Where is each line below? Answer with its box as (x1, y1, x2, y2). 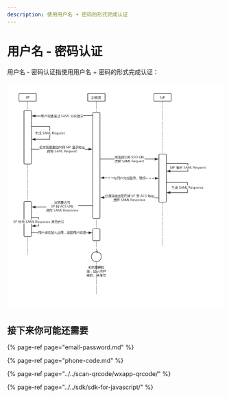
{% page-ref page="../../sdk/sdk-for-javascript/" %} (7, 383, 154, 391)
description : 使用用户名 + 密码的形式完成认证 (7, 11, 128, 18)
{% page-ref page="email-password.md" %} (7, 343, 134, 351)
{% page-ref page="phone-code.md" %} (7, 357, 124, 365)
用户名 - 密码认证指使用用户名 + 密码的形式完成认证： (7, 67, 159, 75)
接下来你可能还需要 (7, 325, 88, 336)
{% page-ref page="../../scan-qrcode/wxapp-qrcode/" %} (7, 370, 171, 378)
